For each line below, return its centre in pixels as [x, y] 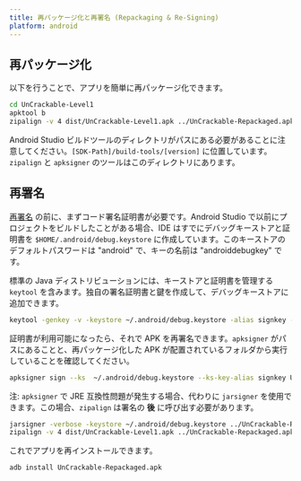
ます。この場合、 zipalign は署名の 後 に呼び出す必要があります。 [138, 407]
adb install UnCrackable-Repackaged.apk [86, 468]
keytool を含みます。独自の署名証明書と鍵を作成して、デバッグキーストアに [149, 292]
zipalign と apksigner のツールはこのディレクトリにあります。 [125, 162]
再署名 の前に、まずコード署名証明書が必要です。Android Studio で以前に [145, 216]
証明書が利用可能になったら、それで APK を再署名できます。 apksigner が [144, 338]
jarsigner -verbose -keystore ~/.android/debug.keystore [118, 424]
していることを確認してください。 [72, 361]
